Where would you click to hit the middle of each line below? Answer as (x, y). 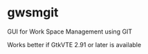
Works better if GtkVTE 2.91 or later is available (74, 44)
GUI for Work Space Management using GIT (70, 31)
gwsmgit (33, 13)
